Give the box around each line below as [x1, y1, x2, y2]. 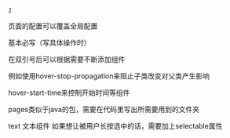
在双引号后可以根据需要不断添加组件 [8, 55, 126, 64]
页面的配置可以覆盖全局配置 [8, 21, 98, 31]
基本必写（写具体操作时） [8, 38, 91, 47]
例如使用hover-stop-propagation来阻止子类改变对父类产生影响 [8, 71, 210, 81]
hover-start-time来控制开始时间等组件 [8, 88, 130, 97]
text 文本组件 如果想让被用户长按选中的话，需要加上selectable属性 [8, 122, 223, 130]
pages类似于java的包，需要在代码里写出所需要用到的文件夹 [8, 105, 200, 114]
